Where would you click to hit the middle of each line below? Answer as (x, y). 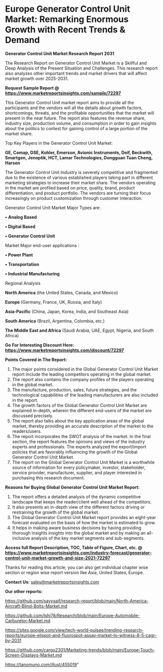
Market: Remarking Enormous (67, 19)
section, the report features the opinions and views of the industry (78, 442)
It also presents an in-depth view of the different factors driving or (78, 507)
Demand (22, 40)
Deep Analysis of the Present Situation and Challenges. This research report (81, 68)
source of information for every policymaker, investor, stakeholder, (79, 467)
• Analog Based (21, 217)
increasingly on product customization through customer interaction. (74, 198)
